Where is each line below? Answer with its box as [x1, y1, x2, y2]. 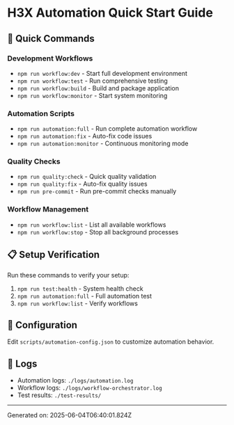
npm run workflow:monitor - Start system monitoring [17, 91, 168, 99]
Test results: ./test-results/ [17, 391, 102, 399]
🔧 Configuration [7, 319, 78, 331]
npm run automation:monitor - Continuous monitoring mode [17, 139, 189, 147]
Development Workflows [7, 54, 93, 63]
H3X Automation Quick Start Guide [7, 5, 214, 21]
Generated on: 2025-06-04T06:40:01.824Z [7, 411, 132, 419]
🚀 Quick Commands [7, 33, 95, 45]
